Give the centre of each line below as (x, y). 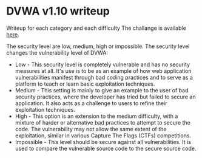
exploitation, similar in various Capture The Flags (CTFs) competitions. (103, 136)
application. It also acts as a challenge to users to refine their (91, 103)
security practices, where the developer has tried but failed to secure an (105, 97)
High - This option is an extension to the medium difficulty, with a (96, 116)
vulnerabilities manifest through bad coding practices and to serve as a (104, 77)
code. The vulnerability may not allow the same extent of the (91, 129)
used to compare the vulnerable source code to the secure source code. (106, 148)
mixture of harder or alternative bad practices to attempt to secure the (103, 122)
